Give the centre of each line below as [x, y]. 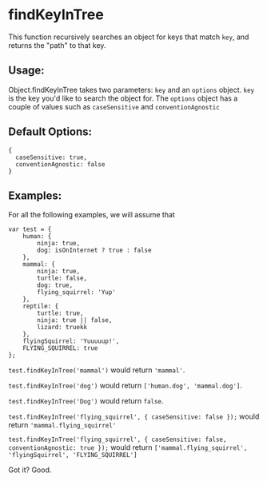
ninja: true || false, [75, 320]
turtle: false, [62, 278]
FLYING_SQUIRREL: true [60, 348]
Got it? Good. [30, 470]
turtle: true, [60, 313]
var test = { [30, 229]
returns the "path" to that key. [57, 45]
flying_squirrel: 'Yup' [76, 292]
